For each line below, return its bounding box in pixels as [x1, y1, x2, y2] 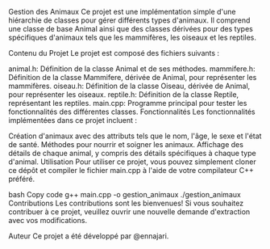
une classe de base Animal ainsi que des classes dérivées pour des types [8, 24, 254, 33]
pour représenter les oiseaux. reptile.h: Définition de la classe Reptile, [8, 90, 239, 99]
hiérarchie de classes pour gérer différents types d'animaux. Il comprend [8, 15, 251, 25]
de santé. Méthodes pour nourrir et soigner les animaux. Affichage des [8, 140, 244, 149]
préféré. [8, 174, 35, 184]
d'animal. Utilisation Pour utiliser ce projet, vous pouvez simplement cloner [8, 157, 256, 167]
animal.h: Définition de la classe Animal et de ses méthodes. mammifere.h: [8, 64, 255, 74]
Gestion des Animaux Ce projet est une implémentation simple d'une [8, 7, 236, 16]
